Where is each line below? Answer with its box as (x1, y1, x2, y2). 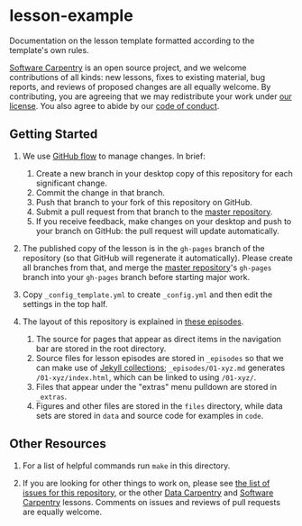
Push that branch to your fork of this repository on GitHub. (35, 196, 252, 207)
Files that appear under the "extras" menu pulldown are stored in (35, 381, 278, 392)
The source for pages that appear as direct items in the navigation (35, 333, 282, 344)
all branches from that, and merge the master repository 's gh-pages (22, 262, 272, 273)
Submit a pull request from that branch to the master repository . (35, 206, 273, 217)
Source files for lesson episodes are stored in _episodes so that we (35, 352, 284, 363)
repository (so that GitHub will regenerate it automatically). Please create (22, 252, 293, 263)
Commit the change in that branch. (35, 186, 165, 198)
